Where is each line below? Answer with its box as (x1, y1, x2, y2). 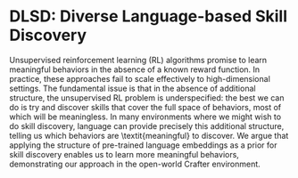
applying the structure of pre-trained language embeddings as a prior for (9, 140, 277, 150)
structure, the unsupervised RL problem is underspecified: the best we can (9, 92, 285, 103)
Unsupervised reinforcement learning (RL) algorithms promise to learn (9, 54, 268, 65)
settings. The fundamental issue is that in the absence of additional (9, 83, 256, 93)
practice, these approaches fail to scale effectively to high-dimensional (9, 73, 270, 84)
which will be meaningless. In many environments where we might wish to (9, 111, 282, 122)
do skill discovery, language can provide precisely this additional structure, (9, 120, 285, 131)
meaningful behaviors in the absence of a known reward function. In (9, 64, 261, 75)
